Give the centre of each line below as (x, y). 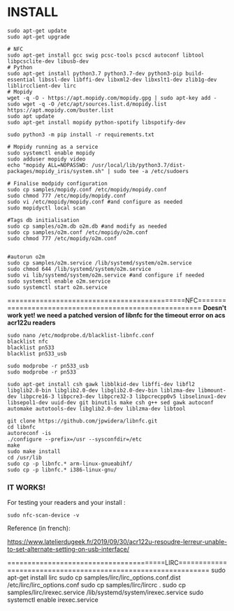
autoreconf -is (29, 433)
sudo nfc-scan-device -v (43, 515)
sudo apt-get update (37, 31)
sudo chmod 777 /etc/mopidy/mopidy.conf (67, 196)
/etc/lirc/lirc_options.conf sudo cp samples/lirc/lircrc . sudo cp (97, 585)
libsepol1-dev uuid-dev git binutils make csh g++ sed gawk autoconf (111, 402)
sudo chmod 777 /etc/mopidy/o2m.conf (62, 238)
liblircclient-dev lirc (42, 86)
